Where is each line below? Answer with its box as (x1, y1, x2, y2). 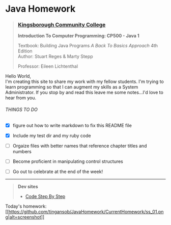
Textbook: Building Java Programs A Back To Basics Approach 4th (17, 43, 158, 49)
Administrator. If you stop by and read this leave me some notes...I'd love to (5, 90, 164, 96)
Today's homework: (5, 203, 47, 209)
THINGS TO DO (5, 106, 38, 112)
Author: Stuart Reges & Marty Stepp (17, 53, 93, 60)
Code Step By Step (25, 193, 66, 199)
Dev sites (17, 184, 38, 189)
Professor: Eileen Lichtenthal (17, 63, 78, 69)
